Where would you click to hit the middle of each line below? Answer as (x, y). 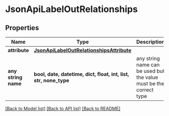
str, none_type (52, 80)
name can (148, 65)
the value (147, 77)
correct (145, 90)
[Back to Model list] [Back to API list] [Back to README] (63, 108)
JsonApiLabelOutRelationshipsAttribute (83, 50)
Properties (22, 28)
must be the (150, 84)
